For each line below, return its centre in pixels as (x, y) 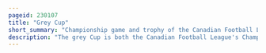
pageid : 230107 (33, 15)
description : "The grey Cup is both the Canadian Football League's (123, 37)
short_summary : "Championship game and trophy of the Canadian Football (131, 30)
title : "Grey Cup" (38, 23)
